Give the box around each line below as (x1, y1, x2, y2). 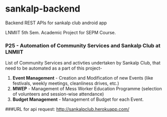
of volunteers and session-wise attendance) (12, 91, 104, 97)
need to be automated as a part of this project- (5, 65, 102, 71)
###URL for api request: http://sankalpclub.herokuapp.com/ (5, 106, 130, 112)
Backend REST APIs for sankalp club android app (5, 20, 107, 26)
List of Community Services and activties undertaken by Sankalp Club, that (5, 60, 161, 66)
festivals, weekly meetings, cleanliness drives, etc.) (12, 80, 119, 86)
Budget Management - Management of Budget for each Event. (12, 96, 144, 102)
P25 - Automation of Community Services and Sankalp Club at (5, 42, 161, 49)
